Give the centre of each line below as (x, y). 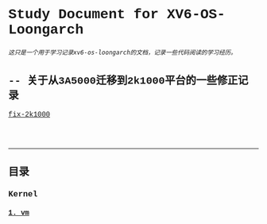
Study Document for (83, 15)
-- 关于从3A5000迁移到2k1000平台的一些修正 (123, 81)
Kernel (23, 195)
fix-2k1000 (29, 114)
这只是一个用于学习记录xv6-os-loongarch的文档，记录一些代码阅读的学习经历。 (122, 52)
